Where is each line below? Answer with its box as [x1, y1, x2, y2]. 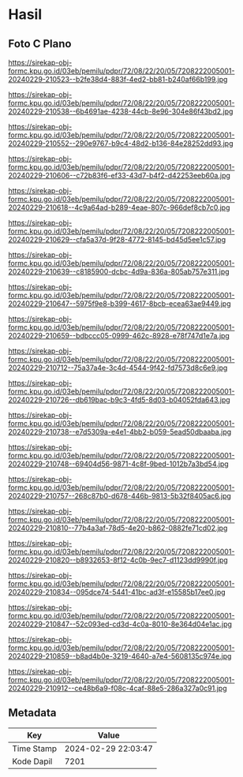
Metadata [8, 706, 57, 719]
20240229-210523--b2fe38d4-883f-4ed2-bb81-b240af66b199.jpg [8, 75, 228, 84]
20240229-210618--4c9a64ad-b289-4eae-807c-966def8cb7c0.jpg [8, 203, 230, 212]
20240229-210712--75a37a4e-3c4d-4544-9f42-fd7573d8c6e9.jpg [8, 363, 228, 372]
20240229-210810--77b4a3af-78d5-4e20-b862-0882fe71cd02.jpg [8, 523, 228, 532]
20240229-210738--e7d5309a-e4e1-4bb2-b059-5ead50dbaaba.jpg [8, 428, 232, 436]
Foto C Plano [8, 37, 72, 50]
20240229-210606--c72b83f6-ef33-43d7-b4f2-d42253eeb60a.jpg [8, 171, 231, 180]
